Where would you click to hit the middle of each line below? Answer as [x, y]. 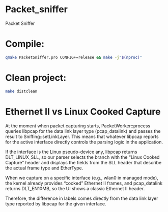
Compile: [25, 44]
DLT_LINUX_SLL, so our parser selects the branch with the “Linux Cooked [82, 157]
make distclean [21, 91]
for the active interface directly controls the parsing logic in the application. [84, 142]
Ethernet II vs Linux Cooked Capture [83, 111]
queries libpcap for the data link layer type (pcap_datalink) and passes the [83, 131]
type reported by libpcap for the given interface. [56, 203]
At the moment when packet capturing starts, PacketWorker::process [78, 126]
